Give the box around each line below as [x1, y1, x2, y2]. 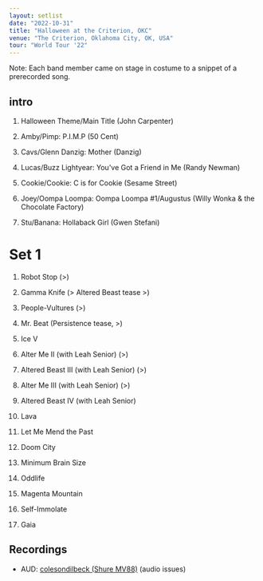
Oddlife [20, 473, 45, 483]
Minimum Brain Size [20, 457, 87, 468]
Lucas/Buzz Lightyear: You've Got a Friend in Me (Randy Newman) [20, 162, 241, 172]
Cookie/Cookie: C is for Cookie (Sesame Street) [20, 177, 178, 188]
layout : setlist [9, 11, 63, 20]
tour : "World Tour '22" [9, 42, 88, 50]
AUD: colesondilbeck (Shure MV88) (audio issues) [20, 564, 186, 574]
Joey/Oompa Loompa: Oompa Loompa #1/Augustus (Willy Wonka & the [20, 193, 255, 203]
